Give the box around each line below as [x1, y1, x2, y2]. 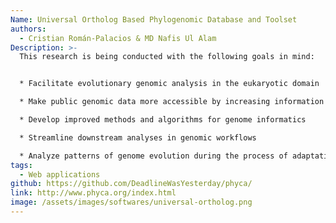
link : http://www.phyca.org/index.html [10, 188, 177, 198]
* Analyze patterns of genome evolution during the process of [19, 151, 288, 161]
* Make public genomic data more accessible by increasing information [19, 97, 325, 107]
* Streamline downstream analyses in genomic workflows [19, 132, 257, 143]
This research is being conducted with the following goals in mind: [19, 52, 315, 62]
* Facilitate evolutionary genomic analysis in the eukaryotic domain [19, 79, 320, 89]
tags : [10, 160, 33, 170]
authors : [10, 24, 47, 34]
